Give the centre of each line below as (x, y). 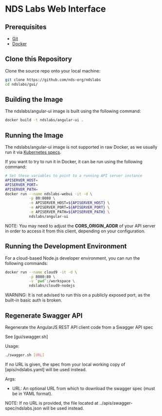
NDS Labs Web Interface (55, 9)
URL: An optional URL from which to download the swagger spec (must (83, 388)
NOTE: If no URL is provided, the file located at (52, 403)
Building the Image (34, 99)
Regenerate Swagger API (44, 315)
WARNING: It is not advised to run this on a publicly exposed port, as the (78, 295)
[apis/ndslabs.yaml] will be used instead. (46, 369)
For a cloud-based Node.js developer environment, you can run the (72, 258)
